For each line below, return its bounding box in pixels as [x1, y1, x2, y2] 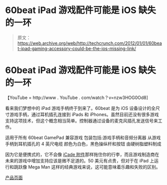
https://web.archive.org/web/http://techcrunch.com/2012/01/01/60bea [17, 40, 162, 46]
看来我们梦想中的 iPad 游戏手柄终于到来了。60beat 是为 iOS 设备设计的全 [5, 105, 156, 111]
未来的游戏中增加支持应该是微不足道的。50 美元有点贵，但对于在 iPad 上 [5, 157, 155, 163]
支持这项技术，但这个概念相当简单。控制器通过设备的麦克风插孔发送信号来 [5, 117, 158, 123]
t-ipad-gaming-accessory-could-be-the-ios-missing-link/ [17, 45, 136, 51]
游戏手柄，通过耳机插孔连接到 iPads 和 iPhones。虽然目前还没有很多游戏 [9, 111, 159, 117]
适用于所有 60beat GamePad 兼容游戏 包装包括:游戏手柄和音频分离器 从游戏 [5, 134, 161, 140]
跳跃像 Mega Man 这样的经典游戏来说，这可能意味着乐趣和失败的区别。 [13, 163, 161, 170]
